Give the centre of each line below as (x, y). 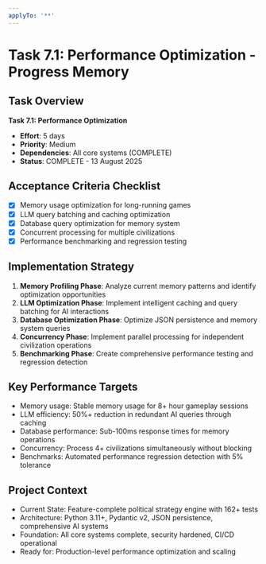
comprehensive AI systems (64, 527)
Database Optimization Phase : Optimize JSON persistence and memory (139, 320)
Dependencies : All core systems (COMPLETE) (96, 153)
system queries (45, 328)
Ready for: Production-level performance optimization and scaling (128, 552)
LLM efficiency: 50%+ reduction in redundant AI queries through (125, 414)
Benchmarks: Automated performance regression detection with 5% (131, 457)
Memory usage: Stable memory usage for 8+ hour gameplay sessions (134, 406)
